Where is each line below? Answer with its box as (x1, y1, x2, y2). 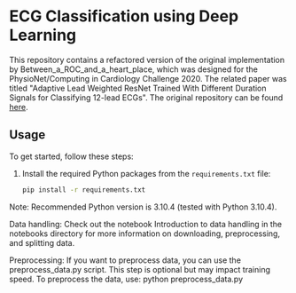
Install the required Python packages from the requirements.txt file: (21, 168, 271, 178)
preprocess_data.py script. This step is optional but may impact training (9, 264, 270, 274)
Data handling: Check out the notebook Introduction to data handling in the (9, 218, 282, 229)
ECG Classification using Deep (9, 6, 239, 27)
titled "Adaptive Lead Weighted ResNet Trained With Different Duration (9, 83, 268, 93)
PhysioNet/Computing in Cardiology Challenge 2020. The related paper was (9, 73, 287, 83)
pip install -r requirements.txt (21, 185, 146, 194)
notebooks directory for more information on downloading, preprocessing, (9, 228, 281, 239)
